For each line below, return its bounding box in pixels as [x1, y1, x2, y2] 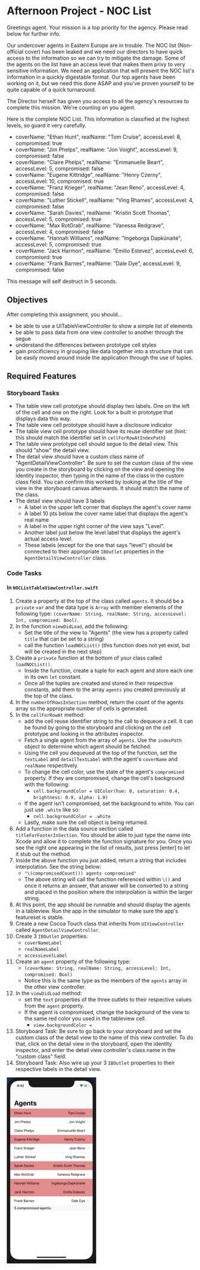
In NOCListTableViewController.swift [7, 583, 99, 591]
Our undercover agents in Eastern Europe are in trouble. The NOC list [7, 42, 177, 49]
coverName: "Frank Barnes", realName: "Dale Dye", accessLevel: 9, [15, 260, 181, 267]
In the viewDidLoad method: [15, 990, 82, 997]
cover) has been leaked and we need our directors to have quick [24, 48, 183, 55]
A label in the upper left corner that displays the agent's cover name [24, 504, 192, 511]
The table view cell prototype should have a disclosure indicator [15, 422, 173, 429]
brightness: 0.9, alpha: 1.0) [33, 794, 108, 800]
